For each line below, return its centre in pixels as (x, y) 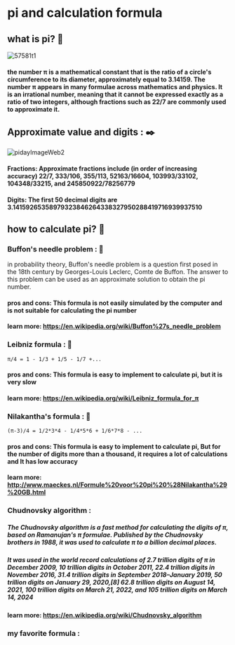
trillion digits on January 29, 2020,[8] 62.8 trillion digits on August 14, (112, 582)
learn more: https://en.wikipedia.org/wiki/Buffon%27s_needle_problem (114, 326)
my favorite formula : (44, 633)
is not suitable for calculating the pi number (72, 310)
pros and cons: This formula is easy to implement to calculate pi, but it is (115, 374)
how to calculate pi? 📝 (56, 229)
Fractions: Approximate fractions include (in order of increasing (102, 169)
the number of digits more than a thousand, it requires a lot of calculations (117, 454)
